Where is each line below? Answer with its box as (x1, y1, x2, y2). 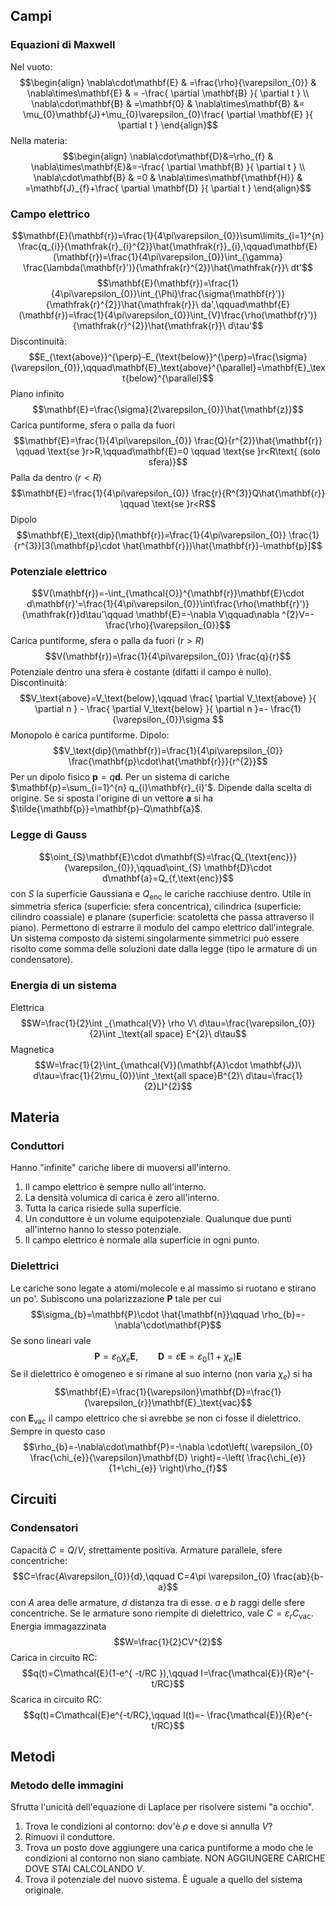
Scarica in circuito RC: (10, 1693, 102, 1705)
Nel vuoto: (10, 60, 53, 73)
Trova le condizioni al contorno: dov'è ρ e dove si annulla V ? (24, 1820, 273, 1833)
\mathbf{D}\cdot (203, 861, 272, 873)
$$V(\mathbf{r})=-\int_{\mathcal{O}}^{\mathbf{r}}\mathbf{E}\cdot (31, 587, 305, 599)
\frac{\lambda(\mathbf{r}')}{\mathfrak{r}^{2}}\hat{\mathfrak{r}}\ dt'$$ (23, 261, 313, 273)
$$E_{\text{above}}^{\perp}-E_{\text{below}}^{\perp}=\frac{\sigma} (28, 350, 308, 363)
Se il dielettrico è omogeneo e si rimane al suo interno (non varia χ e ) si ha (10, 1368, 313, 1383)
